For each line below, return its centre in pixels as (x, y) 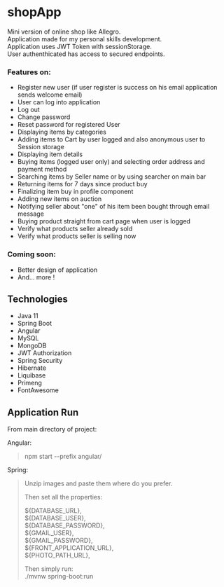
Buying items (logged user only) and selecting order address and (111, 162)
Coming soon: (31, 254)
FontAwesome (38, 390)
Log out (28, 110)
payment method (42, 170)
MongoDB (32, 346)
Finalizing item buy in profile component (75, 192)
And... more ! (36, 277)
